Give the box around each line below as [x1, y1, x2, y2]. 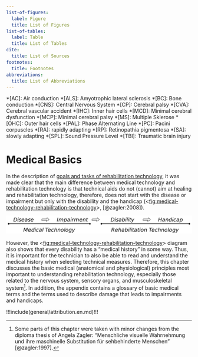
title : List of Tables [11, 41, 67, 47]
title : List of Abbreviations [11, 78, 85, 84]
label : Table [11, 34, 44, 41]
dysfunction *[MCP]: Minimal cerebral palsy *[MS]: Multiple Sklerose [6, 114, 175, 121]
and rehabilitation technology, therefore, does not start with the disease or [6, 192, 187, 199]
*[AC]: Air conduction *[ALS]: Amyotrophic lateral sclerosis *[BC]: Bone [6, 95, 182, 102]
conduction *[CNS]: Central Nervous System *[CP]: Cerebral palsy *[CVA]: [6, 101, 190, 109]
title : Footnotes [11, 65, 54, 71]
